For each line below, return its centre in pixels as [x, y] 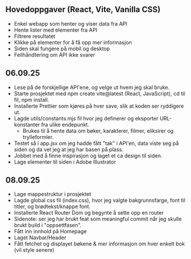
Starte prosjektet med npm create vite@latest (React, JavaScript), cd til [99, 94]
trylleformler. [38, 137]
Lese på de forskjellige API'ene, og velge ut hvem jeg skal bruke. [92, 87]
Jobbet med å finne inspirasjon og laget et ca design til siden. [88, 156]
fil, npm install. [32, 99]
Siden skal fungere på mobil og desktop [62, 49]
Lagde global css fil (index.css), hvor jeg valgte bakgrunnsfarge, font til [99, 201]
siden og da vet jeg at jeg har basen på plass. [69, 149]
